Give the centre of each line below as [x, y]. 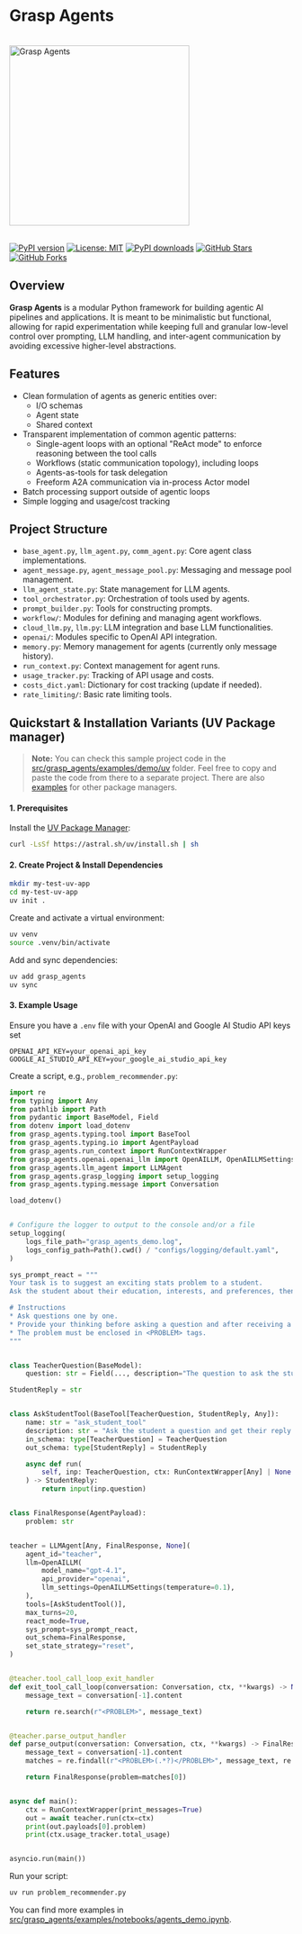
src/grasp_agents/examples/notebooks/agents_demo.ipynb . [120, 1920]
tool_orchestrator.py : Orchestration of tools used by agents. [136, 599]
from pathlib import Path [58, 1109]
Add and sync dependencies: [64, 959]
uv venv [24, 935]
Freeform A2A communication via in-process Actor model [142, 482]
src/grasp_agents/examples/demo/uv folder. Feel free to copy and [154, 768]
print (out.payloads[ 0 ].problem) [86, 1826]
